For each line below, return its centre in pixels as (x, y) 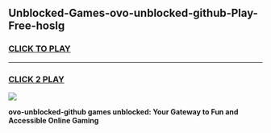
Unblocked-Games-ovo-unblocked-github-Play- (133, 13)
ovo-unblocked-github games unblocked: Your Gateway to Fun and (123, 111)
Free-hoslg (37, 26)
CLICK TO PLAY (40, 49)
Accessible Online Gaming (54, 120)
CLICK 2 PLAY (36, 79)
